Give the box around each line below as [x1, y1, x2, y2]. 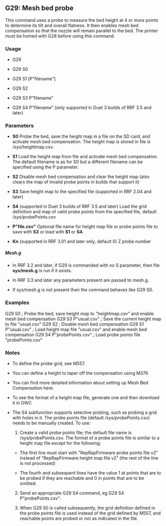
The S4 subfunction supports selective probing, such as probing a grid [12, 409, 157, 415]
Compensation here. [12, 385, 55, 391]
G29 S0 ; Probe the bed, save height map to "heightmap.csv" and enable [5, 310, 154, 316]
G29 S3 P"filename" [12, 95, 54, 101]
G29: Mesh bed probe [5, 4, 74, 12]
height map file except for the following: [19, 440, 102, 446]
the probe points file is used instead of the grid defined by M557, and [19, 510, 161, 516]
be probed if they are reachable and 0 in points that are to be [19, 475, 145, 481]
